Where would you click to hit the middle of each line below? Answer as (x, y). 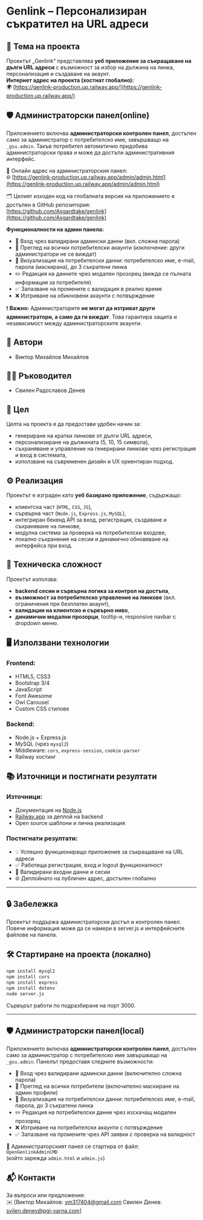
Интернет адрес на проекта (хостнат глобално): (70, 80)
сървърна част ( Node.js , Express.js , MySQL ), (71, 514)
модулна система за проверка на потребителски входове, (91, 533)
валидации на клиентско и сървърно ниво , (72, 610)
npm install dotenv (31, 989)
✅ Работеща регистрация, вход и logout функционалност (89, 865)
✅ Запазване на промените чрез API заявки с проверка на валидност (105, 1134)
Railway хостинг (35, 757)
